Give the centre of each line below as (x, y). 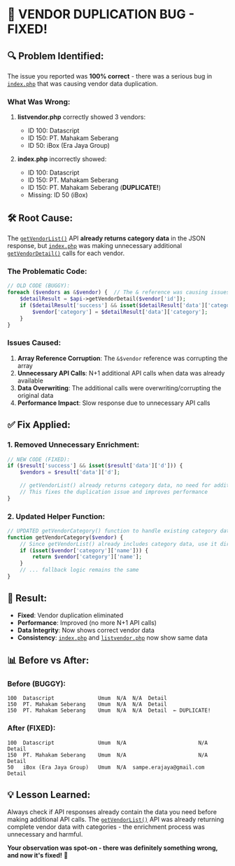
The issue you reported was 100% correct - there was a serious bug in (110, 76)
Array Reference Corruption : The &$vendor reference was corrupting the (122, 358)
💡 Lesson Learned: (49, 795)
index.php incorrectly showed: (62, 159)
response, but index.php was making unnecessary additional (95, 246)
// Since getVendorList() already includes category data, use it (119, 544)
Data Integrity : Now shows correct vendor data (86, 630)
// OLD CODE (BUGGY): (39, 286)
